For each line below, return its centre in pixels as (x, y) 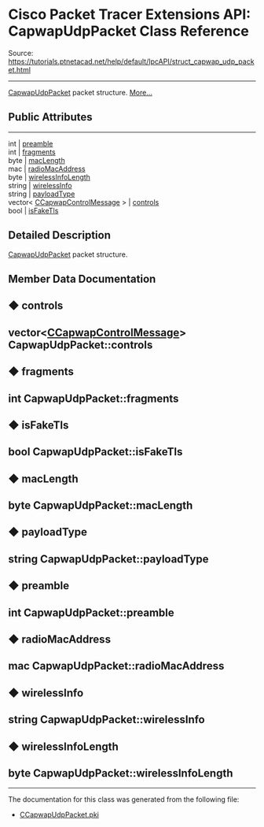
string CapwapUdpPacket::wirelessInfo (107, 719)
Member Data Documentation (82, 278)
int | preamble (31, 143)
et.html (20, 69)
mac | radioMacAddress (47, 169)
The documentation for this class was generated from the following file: (124, 799)
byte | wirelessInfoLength (49, 177)
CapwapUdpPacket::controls (81, 345)
